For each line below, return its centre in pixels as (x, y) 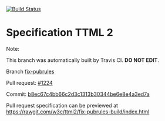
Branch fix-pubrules (30, 71)
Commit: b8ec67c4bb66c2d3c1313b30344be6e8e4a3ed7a (78, 94)
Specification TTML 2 (60, 33)
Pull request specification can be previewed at (62, 105)
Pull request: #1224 (29, 82)
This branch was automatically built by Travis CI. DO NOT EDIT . (83, 60)
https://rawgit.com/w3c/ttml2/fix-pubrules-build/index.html (78, 112)
